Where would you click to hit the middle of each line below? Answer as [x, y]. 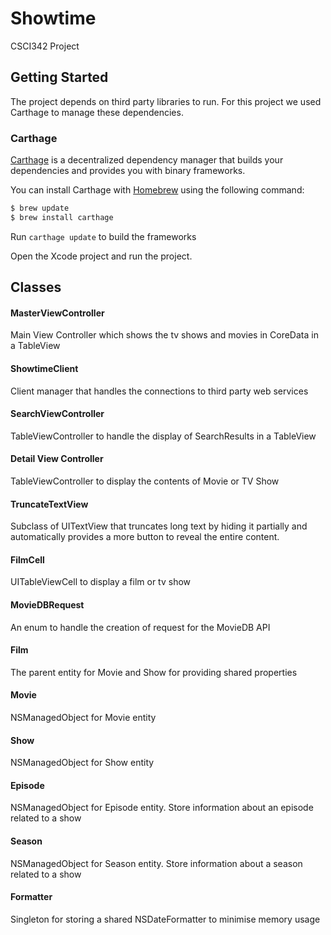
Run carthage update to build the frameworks [103, 236]
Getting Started [59, 77]
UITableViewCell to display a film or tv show [101, 582]
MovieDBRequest [47, 605]
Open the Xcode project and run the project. [101, 256]
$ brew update [40, 208]
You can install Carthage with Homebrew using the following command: [157, 190]
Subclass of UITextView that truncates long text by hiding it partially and [159, 526]
